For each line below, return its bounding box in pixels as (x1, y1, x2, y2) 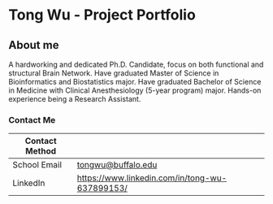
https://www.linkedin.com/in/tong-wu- (76, 172, 227, 184)
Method (25, 145, 57, 157)
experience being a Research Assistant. (8, 94, 141, 103)
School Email (12, 159, 63, 171)
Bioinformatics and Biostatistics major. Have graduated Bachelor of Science (8, 77, 262, 86)
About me (8, 38, 59, 52)
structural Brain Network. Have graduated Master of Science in (8, 68, 219, 78)
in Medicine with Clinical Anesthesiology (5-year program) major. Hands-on (8, 85, 262, 95)
